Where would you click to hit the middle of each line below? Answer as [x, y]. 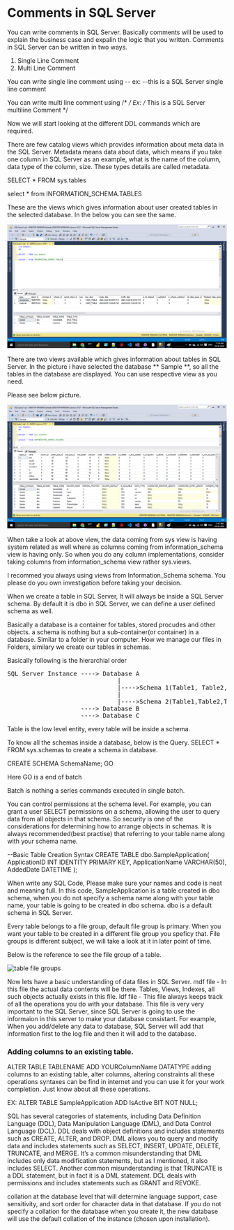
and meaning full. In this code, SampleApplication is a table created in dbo [114, 890]
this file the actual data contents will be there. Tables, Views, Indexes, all [111, 989]
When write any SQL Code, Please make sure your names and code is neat [115, 883]
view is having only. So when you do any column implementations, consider [116, 554]
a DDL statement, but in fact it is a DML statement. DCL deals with [102, 1176]
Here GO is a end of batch [45, 777]
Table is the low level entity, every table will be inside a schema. [99, 729]
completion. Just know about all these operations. [79, 1089]
